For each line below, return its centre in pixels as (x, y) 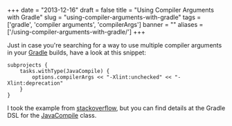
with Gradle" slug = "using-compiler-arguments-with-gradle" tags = (104, 17)
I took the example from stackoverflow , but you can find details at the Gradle (116, 108)
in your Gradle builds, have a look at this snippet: (77, 52)
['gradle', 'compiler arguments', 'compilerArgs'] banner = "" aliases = (105, 24)
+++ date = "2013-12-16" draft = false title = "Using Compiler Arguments (111, 10)
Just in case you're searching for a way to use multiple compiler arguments (115, 45)
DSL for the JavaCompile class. (52, 115)
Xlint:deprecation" (35, 83)
